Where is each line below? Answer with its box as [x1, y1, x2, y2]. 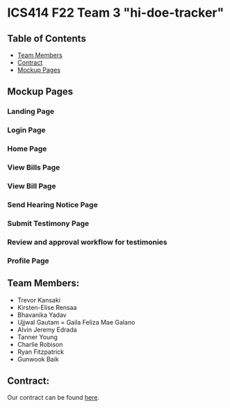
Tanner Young [17, 332, 58, 341]
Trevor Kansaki [17, 295, 61, 304]
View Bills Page [7, 163, 60, 172]
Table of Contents [7, 33, 87, 44]
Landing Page [7, 106, 55, 116]
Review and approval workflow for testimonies [7, 237, 168, 247]
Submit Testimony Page [7, 218, 89, 228]
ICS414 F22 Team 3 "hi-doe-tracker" [7, 5, 224, 21]
